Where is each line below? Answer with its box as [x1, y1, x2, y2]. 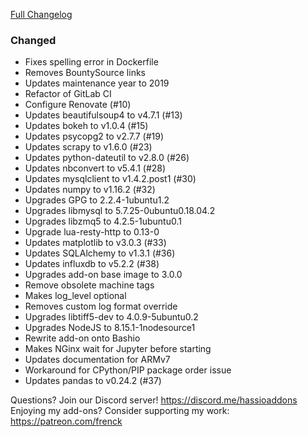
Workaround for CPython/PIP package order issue [24, 364, 232, 376]
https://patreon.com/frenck [10, 415, 123, 428]
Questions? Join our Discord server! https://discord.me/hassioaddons [10, 394, 298, 406]
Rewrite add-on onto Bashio [24, 332, 141, 344]
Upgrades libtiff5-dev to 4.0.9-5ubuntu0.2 [24, 311, 199, 323]
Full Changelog [10, 9, 73, 20]
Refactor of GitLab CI [24, 88, 112, 100]
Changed [10, 33, 57, 47]
